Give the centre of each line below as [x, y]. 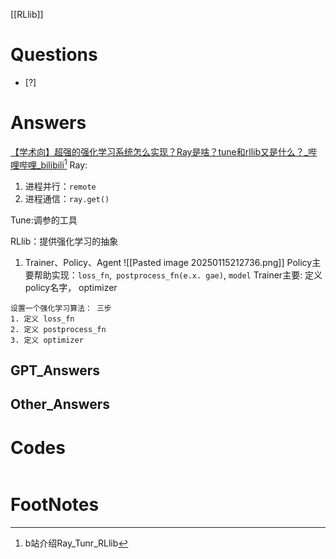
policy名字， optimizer [71, 287]
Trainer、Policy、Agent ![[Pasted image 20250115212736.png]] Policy [168, 262]
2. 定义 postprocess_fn [58, 329]
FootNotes [55, 505]
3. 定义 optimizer [47, 340]
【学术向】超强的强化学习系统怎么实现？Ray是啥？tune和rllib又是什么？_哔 [164, 151]
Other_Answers [60, 404]
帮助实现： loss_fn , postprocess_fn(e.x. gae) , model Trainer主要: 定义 [178, 275]
